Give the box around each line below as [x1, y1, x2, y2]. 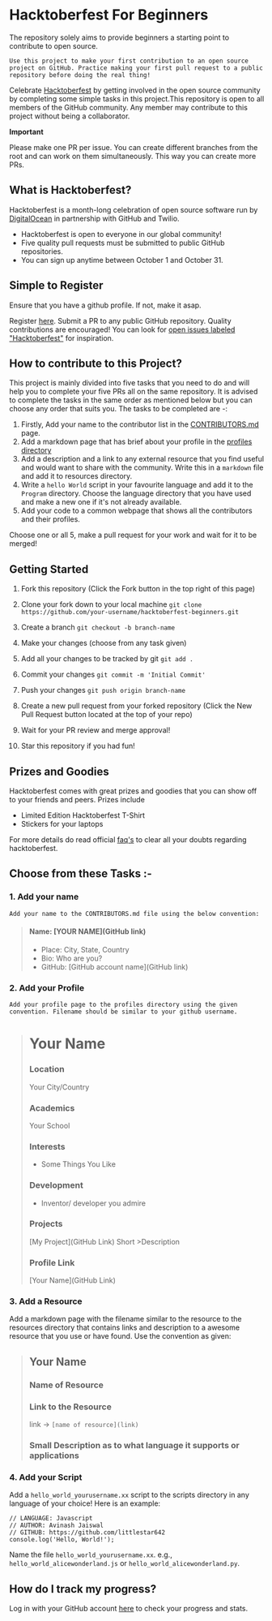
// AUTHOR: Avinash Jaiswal [9, 1521, 104, 1530]
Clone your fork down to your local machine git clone [20, 600, 202, 609]
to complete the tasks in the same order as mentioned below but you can [9, 395, 253, 405]
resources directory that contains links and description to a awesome [9, 1322, 240, 1332]
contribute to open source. [9, 41, 98, 50]
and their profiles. [20, 514, 80, 524]
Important [9, 127, 44, 136]
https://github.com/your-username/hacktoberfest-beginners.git [20, 608, 240, 617]
